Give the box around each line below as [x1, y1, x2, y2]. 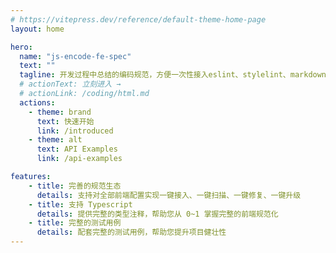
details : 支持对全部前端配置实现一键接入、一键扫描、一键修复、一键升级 [36, 190, 302, 200]
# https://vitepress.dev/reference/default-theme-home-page [10, 14, 267, 25]
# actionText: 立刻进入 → [19, 79, 122, 90]
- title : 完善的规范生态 [28, 181, 122, 191]
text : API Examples [36, 144, 118, 155]
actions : [19, 97, 56, 108]
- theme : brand [28, 107, 92, 117]
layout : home [10, 24, 65, 34]
